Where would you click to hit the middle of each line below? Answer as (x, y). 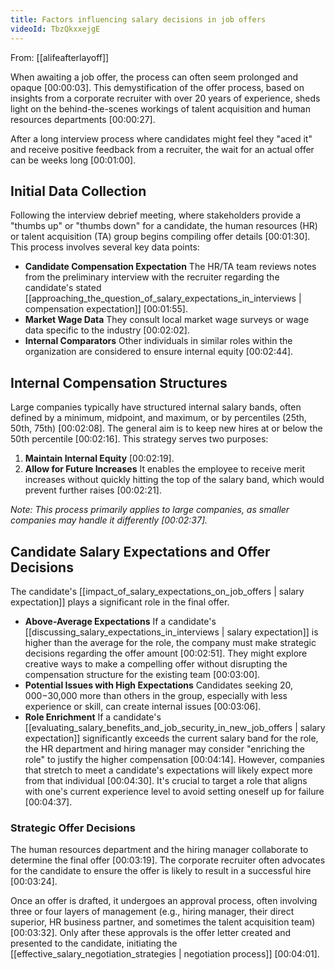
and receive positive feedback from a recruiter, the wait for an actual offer (162, 149)
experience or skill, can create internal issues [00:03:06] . (143, 706)
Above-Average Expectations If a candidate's (120, 621)
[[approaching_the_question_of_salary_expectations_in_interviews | (163, 298)
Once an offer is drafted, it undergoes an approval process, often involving (164, 901)
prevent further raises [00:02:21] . (93, 490)
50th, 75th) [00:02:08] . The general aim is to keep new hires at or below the (166, 428)
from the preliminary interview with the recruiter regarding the (152, 277)
